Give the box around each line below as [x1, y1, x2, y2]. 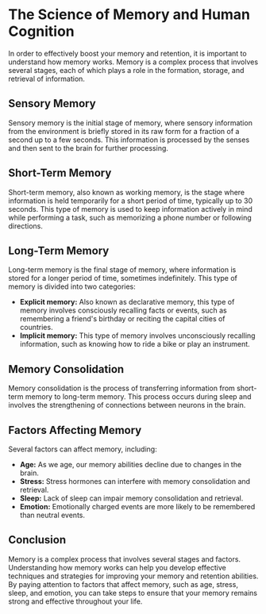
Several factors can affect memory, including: [8, 444, 157, 454]
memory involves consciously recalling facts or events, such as [19, 305, 228, 315]
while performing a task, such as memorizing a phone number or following [8, 213, 252, 222]
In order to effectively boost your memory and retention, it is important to [8, 48, 248, 58]
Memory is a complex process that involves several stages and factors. [8, 554, 241, 564]
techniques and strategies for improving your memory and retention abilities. [8, 571, 259, 581]
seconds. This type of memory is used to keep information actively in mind [8, 204, 253, 213]
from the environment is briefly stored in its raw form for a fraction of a [8, 126, 240, 136]
